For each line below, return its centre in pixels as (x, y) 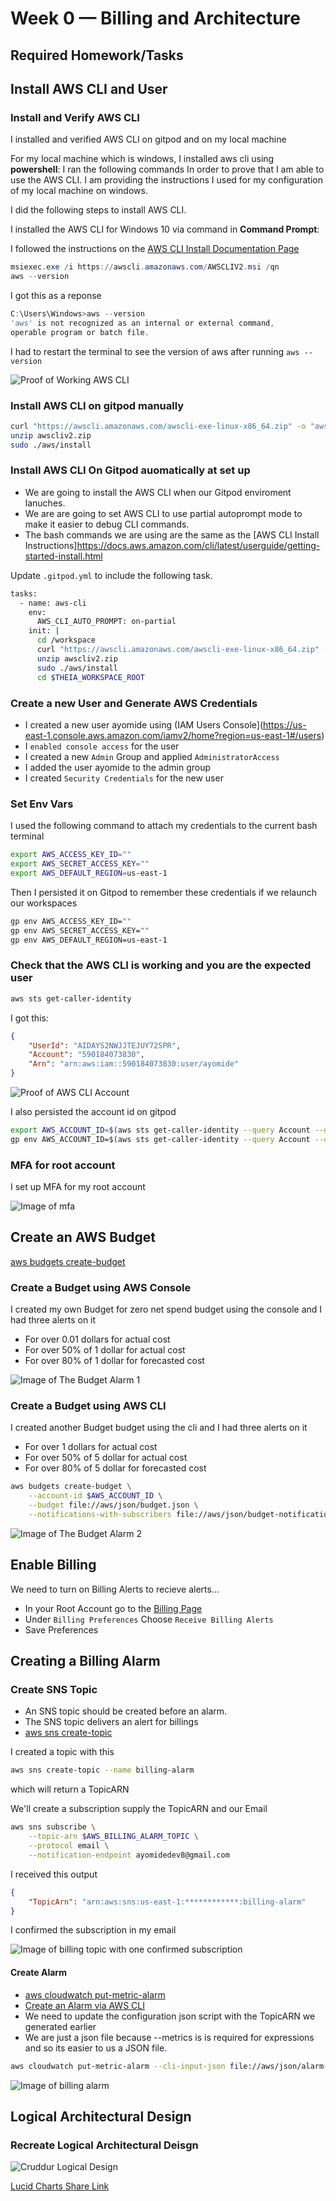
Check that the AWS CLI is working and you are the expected (161, 965)
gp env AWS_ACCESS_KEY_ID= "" (71, 921)
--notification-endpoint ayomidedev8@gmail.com (129, 1855)
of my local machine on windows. (79, 191)
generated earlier (60, 2026)
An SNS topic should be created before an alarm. (126, 1711)
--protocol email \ (69, 1846)
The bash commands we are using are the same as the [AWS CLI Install (172, 534)
